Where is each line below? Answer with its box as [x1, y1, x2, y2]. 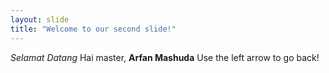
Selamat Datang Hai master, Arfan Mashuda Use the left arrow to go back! [10, 51, 320, 63]
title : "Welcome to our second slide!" [10, 24, 177, 34]
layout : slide [10, 14, 70, 25]
